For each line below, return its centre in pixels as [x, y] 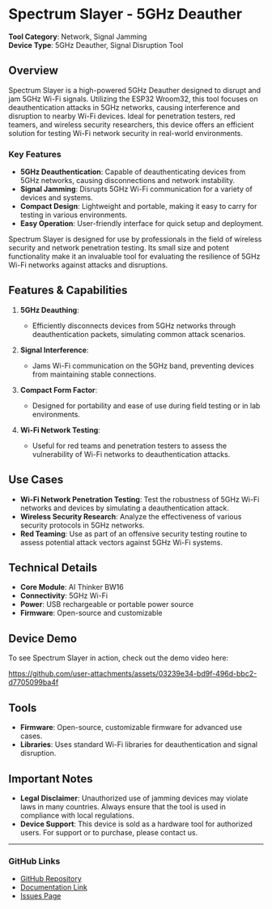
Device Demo [43, 638]
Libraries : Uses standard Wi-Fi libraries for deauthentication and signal [138, 745]
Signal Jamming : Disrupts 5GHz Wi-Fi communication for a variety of [136, 189]
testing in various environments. [74, 215]
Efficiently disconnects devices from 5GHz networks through [134, 326]
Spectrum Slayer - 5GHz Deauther [125, 14]
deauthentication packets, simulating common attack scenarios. [139, 334]
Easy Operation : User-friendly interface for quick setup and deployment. [142, 224]
